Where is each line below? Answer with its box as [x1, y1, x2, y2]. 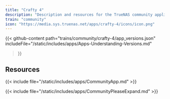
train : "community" [5, 17, 47, 22]
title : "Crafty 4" [5, 7, 44, 13]
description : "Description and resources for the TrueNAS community [5, 12, 153, 17]
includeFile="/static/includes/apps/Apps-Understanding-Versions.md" [5, 41, 152, 47]
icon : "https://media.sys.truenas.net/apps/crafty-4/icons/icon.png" [5, 21, 155, 27]
